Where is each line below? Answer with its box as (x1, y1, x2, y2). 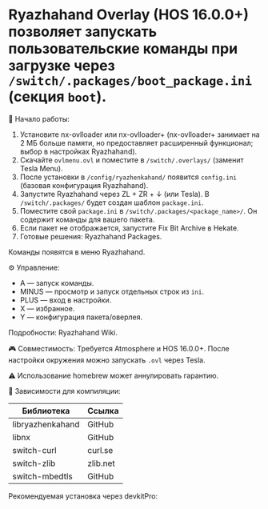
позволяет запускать (8, 22, 158, 41)
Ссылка (87, 405, 119, 416)
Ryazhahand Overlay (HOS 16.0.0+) (8, 6, 250, 24)
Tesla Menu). (19, 163, 63, 173)
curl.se (87, 444, 114, 455)
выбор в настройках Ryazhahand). (19, 146, 138, 156)
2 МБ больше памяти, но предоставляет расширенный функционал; (19, 138, 254, 147)
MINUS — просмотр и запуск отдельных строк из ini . (19, 287, 204, 296)
